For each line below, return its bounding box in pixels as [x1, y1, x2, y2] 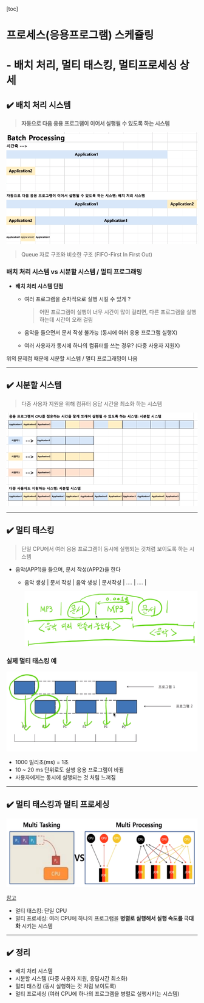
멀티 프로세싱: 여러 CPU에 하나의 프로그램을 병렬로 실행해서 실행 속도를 [15, 914, 183, 922]
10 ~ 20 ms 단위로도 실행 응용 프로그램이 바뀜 [15, 766, 124, 773]
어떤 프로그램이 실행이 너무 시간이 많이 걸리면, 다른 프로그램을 [39, 308, 185, 316]
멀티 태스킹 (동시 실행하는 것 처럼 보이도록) [15, 982, 117, 990]
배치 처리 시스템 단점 [15, 282, 64, 289]
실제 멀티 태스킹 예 [6, 657, 57, 665]
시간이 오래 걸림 [55, 316, 93, 323]
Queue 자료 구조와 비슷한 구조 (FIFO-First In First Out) [21, 250, 153, 258]
